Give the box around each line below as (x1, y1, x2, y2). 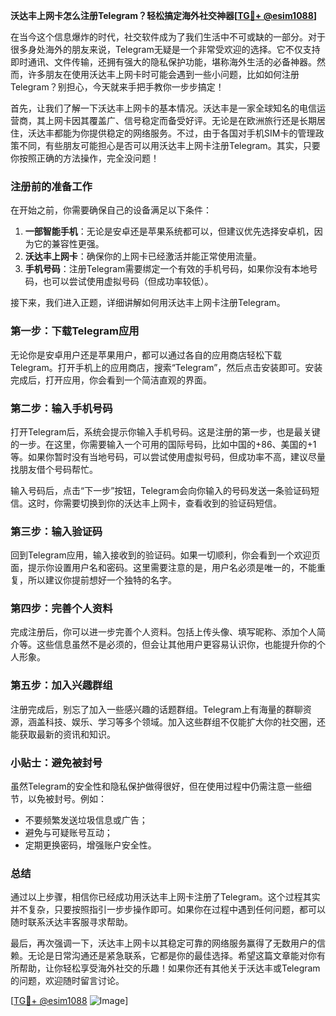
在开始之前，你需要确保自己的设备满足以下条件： (10, 204, 212, 216)
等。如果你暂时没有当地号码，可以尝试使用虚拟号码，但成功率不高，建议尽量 (10, 450, 326, 463)
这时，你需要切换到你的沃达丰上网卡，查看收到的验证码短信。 (27, 497, 282, 509)
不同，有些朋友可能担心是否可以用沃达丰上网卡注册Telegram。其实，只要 (18, 140, 321, 151)
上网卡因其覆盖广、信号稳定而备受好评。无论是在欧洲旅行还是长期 (44, 115, 317, 126)
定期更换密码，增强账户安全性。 (24, 839, 157, 851)
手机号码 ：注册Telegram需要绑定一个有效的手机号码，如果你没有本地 (24, 263, 310, 275)
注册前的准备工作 (10, 179, 93, 193)
